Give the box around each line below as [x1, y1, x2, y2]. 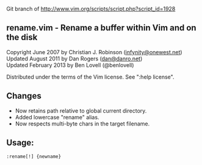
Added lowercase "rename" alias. [15, 113, 99, 121]
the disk [6, 32, 38, 43]
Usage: [6, 138, 35, 148]
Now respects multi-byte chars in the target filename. [15, 120, 150, 127]
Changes [6, 91, 41, 101]
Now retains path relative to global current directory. [15, 107, 147, 114]
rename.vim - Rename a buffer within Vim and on [6, 23, 197, 33]
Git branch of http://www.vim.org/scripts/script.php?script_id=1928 [6, 5, 176, 12]
